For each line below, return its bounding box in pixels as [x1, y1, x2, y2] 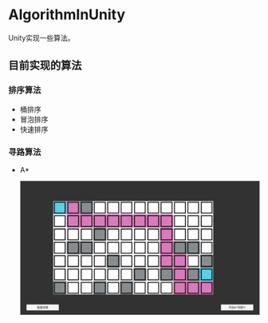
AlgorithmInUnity [8, 6, 126, 24]
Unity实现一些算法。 [8, 33, 75, 42]
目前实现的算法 [8, 58, 82, 73]
